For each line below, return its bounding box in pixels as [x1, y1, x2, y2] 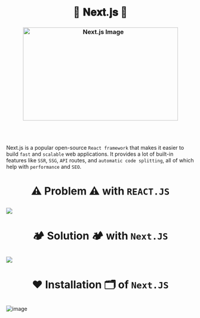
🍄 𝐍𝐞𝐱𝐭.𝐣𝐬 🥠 [73, 5, 128, 19]
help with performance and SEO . [6, 163, 82, 171]
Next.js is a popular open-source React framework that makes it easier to [6, 144, 184, 152]
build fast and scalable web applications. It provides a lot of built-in [6, 150, 174, 158]
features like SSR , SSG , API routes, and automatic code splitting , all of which [6, 157, 194, 164]
